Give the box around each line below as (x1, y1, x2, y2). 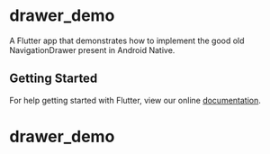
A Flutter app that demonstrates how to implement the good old (9, 35, 245, 46)
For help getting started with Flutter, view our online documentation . (9, 95, 261, 105)
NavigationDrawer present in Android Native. (9, 44, 175, 55)
